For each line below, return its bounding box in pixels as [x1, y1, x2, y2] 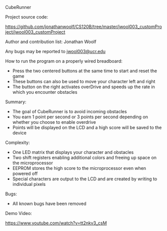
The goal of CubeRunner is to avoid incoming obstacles [12, 109, 127, 114]
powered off [12, 170, 38, 176]
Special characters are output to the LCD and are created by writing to [12, 176, 157, 182]
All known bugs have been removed [12, 200, 86, 206]
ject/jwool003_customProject [5, 29, 65, 35]
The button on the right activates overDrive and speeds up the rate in [12, 84, 155, 90]
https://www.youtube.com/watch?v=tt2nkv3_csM [5, 220, 107, 226]
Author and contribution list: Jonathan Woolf [5, 39, 96, 45]
